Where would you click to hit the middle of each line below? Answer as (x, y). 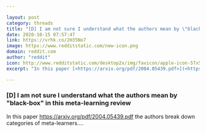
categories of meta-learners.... (45, 123)
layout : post (23, 17)
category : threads (30, 23)
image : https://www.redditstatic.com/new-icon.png (72, 46)
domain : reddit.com (31, 52)
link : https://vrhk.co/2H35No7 (46, 40)
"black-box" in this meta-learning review (69, 103)
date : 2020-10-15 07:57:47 (41, 34)
